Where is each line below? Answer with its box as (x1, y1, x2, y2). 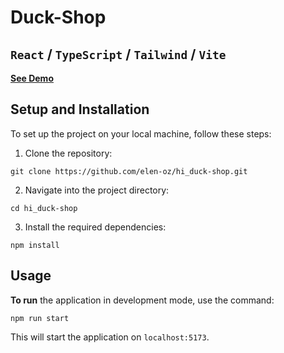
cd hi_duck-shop (10, 203, 78, 213)
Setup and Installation (10, 101, 150, 118)
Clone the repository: (24, 147, 113, 159)
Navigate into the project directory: (24, 184, 170, 196)
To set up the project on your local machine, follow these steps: (10, 127, 272, 140)
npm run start (10, 313, 70, 323)
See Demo (10, 72, 54, 84)
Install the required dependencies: (24, 221, 167, 233)
